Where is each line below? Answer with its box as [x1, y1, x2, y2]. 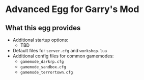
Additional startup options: [12, 37, 69, 43]
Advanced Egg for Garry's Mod [5, 4, 139, 15]
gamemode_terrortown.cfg [20, 70, 73, 75]
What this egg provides [5, 24, 81, 32]
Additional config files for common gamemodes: [12, 53, 114, 59]
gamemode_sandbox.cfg [20, 64, 66, 69]
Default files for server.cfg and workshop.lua [12, 48, 107, 53]
